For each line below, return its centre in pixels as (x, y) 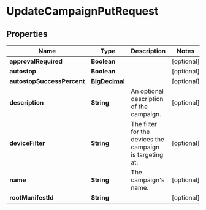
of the (139, 107)
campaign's (148, 180)
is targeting (147, 155)
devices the (147, 139)
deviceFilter (27, 143)
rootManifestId (32, 197)
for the (140, 132)
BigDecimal (108, 81)
